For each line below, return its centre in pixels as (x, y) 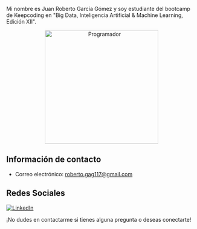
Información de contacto (54, 160)
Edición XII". (21, 22)
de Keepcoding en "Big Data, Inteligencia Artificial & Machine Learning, (95, 15)
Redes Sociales (36, 193)
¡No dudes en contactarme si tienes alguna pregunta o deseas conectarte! (99, 219)
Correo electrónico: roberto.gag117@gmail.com (74, 174)
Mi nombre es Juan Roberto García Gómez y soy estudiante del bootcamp (98, 9)
